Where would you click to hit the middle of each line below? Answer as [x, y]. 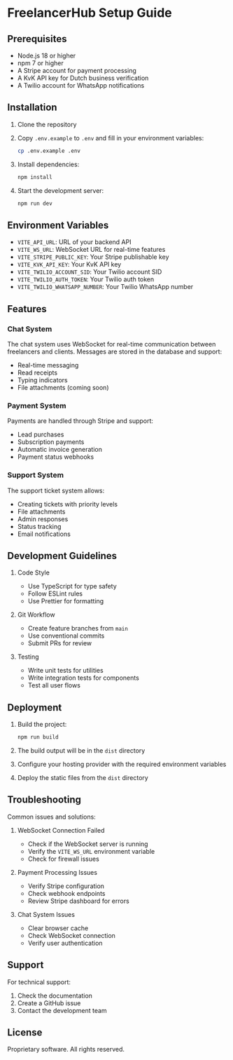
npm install [35, 177]
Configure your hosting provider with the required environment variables [122, 764]
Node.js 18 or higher [47, 55]
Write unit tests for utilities [65, 671]
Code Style [34, 572]
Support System [36, 475]
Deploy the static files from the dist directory [83, 778]
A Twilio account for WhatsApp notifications [81, 85]
